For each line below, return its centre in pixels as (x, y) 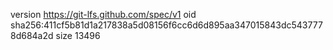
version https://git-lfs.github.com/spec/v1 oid (103, 14)
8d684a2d (32, 35)
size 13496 (78, 35)
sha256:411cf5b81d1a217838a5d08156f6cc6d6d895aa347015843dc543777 (166, 25)
